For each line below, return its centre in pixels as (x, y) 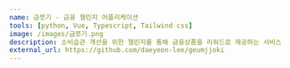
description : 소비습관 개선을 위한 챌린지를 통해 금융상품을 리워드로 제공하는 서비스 (145, 42)
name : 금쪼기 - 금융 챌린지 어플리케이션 (74, 17)
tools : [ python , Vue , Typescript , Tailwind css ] (101, 26)
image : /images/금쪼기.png (56, 34)
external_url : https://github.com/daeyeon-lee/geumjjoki (117, 50)
